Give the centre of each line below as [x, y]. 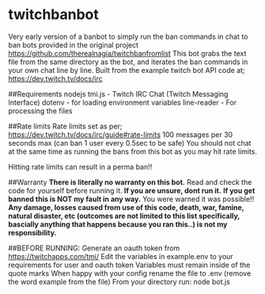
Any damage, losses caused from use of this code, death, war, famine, [126, 207]
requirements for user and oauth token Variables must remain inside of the [129, 265]
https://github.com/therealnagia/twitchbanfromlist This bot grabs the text [127, 53]
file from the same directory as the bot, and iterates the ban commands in [128, 62]
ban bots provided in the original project [74, 44]
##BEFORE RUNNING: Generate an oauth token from [94, 248]
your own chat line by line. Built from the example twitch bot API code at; [127, 70]
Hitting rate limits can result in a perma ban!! [80, 166]
